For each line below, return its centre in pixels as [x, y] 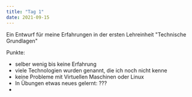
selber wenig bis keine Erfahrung [56, 64]
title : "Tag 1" [25, 12]
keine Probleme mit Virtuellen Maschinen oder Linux [79, 77]
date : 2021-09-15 [28, 17]
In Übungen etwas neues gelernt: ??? [61, 83]
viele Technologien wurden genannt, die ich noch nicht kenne [91, 70]
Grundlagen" [22, 41]
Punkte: [16, 52]
